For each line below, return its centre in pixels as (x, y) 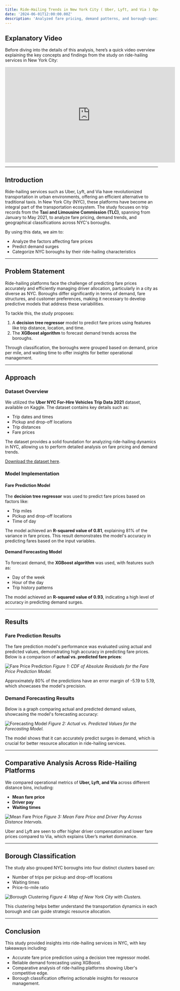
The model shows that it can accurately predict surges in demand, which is (80, 738)
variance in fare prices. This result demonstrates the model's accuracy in (78, 536)
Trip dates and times (33, 417)
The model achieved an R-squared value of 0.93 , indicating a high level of (80, 597)
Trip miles (22, 511)
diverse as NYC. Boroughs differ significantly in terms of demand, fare (75, 293)
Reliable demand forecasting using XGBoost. (57, 963)
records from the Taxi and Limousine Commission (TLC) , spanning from (78, 212)
